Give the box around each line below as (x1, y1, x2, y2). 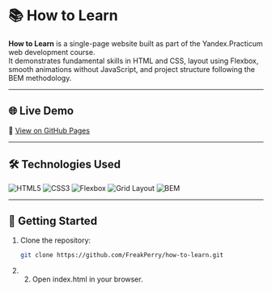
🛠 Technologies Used (8, 158, 121, 171)
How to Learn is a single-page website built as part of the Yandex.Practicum (8, 38, 263, 49)
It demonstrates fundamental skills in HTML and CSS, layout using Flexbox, (8, 56, 259, 66)
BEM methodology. (8, 73, 72, 83)
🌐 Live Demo (8, 104, 74, 118)
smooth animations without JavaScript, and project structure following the (8, 64, 255, 74)
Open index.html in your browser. (32, 274, 143, 284)
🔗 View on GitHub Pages (8, 125, 91, 135)
